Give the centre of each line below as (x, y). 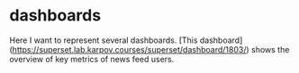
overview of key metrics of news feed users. (92, 59)
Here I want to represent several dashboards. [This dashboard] (126, 40)
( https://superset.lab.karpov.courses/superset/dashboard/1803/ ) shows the (149, 49)
